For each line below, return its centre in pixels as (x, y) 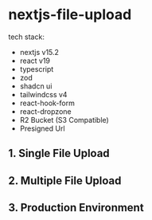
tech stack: (27, 37)
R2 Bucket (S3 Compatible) (64, 120)
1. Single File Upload (59, 153)
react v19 (35, 61)
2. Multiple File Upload (65, 181)
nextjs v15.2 (39, 52)
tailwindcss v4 (43, 94)
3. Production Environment (76, 208)
